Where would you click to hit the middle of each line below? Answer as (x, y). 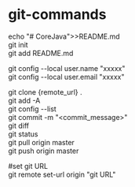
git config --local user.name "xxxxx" (67, 68)
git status (23, 134)
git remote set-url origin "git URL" (62, 174)
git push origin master (44, 151)
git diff (19, 125)
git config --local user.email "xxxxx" (66, 77)
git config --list (32, 109)
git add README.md (41, 53)
